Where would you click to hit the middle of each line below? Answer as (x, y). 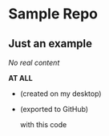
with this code (43, 124)
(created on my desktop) (61, 94)
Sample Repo (53, 14)
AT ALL (21, 78)
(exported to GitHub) (54, 109)
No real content (34, 62)
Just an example (50, 44)
